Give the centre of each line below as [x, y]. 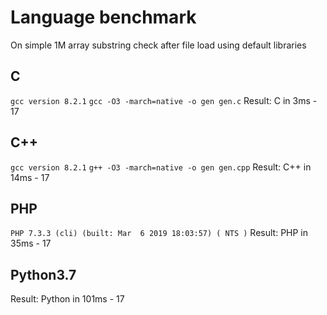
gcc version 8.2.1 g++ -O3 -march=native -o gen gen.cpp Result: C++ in [161, 167]
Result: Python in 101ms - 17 [67, 299]
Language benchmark [103, 17]
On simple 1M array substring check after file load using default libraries [158, 45]
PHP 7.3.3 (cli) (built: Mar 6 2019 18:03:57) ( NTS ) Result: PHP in [159, 233]
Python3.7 [43, 274]
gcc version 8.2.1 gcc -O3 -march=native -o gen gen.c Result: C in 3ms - [164, 100]
